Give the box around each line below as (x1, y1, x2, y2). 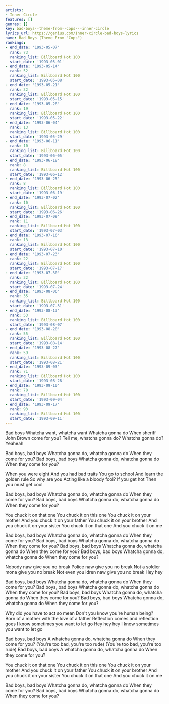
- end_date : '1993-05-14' (5, 64, 60, 69)
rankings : (5, 40, 26, 45)
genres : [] (5, 21, 28, 27)
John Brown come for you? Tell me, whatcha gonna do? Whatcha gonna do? (5, 435, 164, 441)
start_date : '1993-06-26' (10, 209, 65, 215)
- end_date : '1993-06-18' (5, 158, 60, 163)
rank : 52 (10, 69, 28, 74)
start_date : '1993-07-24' (10, 284, 65, 289)
